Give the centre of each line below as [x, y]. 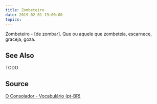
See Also [20, 55]
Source [17, 84]
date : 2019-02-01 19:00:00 [34, 15]
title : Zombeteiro [25, 10]
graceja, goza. [20, 39]
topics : [14, 19]
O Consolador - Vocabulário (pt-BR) [43, 96]
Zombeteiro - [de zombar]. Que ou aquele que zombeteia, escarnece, [79, 34]
